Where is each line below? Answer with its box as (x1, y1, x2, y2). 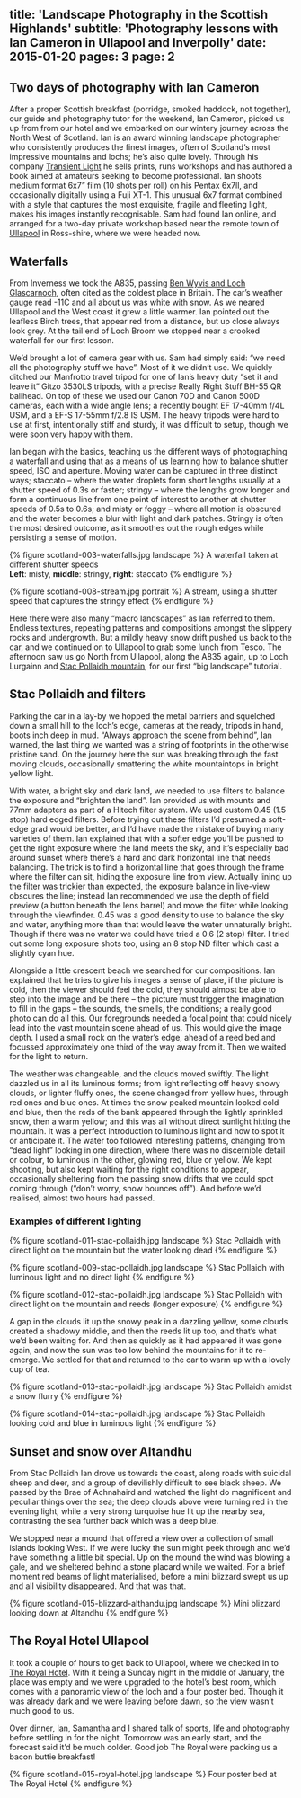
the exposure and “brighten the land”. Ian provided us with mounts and (9, 794, 271, 805)
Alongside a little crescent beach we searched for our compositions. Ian (9, 965, 276, 976)
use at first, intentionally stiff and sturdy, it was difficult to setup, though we (9, 420, 289, 430)
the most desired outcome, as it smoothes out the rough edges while (9, 523, 264, 534)
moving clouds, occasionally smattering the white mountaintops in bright (9, 758, 279, 769)
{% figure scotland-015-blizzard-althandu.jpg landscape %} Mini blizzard (9, 1598, 281, 1608)
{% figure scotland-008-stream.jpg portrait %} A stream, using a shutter (9, 586, 278, 597)
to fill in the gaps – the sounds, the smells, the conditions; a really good (9, 1003, 272, 1014)
